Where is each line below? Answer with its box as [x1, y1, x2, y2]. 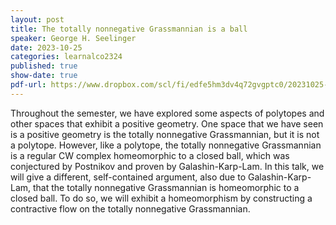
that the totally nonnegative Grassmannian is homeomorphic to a [33, 181, 300, 193]
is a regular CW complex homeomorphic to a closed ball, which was [10, 149, 290, 161]
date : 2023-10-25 [10, 42, 83, 53]
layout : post [10, 14, 65, 25]
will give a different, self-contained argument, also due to [10, 171, 247, 183]
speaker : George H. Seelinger [10, 33, 137, 43]
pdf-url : [10, 80, 47, 90]
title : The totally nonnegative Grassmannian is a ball [10, 24, 248, 34]
